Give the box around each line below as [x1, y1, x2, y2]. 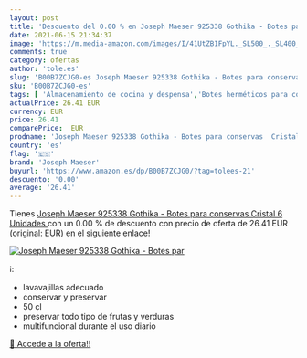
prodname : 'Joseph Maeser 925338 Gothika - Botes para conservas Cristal [9, 132, 301, 142]
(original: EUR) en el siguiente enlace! [9, 227, 151, 238]
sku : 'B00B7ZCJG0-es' [9, 81, 92, 90]
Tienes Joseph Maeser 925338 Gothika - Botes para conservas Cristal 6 [9, 208, 283, 219]
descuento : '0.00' [9, 174, 79, 184]
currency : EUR [9, 107, 64, 116]
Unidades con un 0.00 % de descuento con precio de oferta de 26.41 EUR [9, 218, 289, 229]
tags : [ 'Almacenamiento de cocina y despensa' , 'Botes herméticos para [9, 89, 288, 99]
